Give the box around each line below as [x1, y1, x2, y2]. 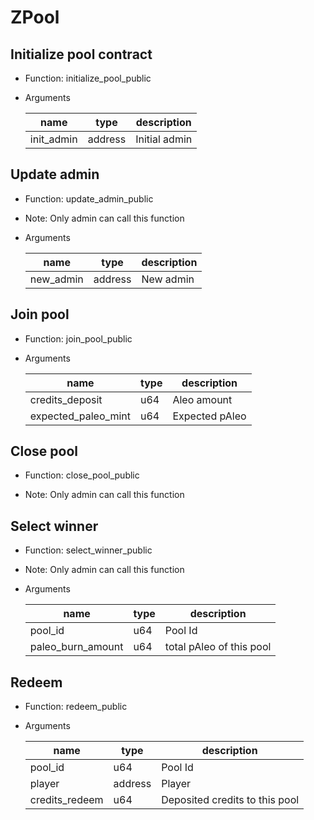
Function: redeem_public [24, 701, 128, 713]
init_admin [29, 132, 78, 146]
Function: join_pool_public [24, 332, 133, 345]
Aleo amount [172, 392, 233, 406]
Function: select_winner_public [24, 544, 153, 556]
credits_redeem [29, 793, 104, 807]
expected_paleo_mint [29, 409, 131, 423]
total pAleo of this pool [164, 640, 272, 654]
